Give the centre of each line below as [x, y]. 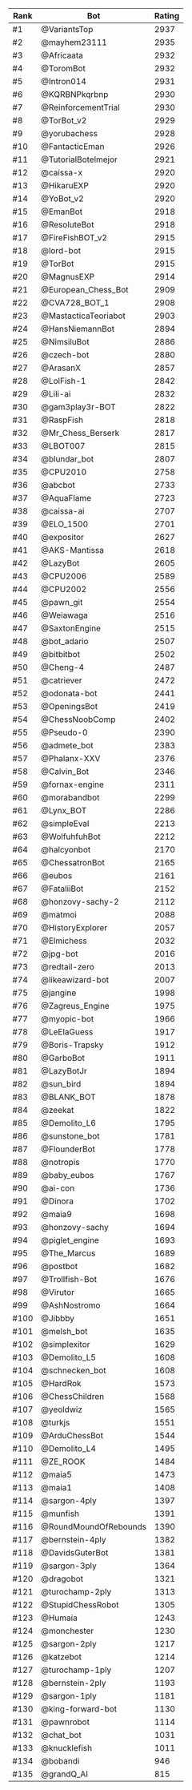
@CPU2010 [64, 472]
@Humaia [59, 1618]
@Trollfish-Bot [69, 1279]
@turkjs [56, 1423]
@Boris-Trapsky [72, 1045]
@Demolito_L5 [68, 1357]
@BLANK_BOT [68, 1097]
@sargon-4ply [69, 1500]
